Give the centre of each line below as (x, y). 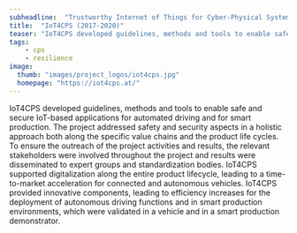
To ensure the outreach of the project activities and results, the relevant (140, 146)
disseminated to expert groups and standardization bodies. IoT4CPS (133, 164)
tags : (19, 42)
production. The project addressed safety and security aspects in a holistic (146, 127)
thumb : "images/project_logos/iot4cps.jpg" (98, 75)
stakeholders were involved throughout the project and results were (133, 154)
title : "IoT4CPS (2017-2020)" (67, 26)
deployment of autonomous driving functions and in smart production (136, 202)
